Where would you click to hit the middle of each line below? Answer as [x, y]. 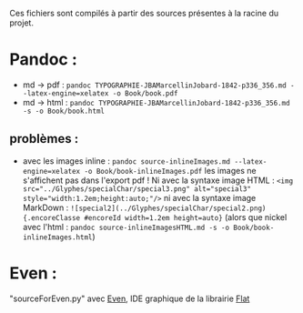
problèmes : [44, 139]
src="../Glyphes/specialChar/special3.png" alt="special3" [137, 189]
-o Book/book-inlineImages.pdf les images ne [170, 170]
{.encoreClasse [51, 217]
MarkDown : [45, 207]
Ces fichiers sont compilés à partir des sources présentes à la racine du [144, 13]
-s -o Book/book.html [63, 111]
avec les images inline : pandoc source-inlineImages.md [126, 161]
